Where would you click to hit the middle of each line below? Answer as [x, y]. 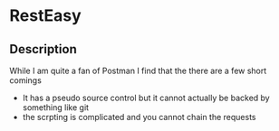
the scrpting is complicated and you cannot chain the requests [139, 117]
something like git [55, 108]
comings [26, 80]
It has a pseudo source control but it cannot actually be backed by [146, 98]
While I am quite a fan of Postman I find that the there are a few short [138, 70]
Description [43, 49]
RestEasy [45, 16]
